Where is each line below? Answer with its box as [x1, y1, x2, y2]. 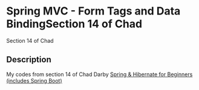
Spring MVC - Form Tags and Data [6, 4, 181, 18]
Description [6, 54, 51, 65]
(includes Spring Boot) [6, 77, 62, 84]
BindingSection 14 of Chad [6, 17, 143, 31]
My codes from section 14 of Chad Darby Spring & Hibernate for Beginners [6, 71, 193, 78]
